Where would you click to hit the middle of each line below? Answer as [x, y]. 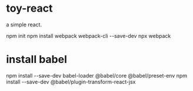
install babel [37, 60]
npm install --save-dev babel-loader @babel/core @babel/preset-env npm [96, 75]
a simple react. [24, 24]
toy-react [29, 8]
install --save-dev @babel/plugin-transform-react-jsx [71, 82]
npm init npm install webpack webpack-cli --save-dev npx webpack [89, 36]
